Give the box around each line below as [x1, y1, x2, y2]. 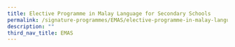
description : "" [7, 23, 55, 30]
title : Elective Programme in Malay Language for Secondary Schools [7, 10, 211, 17]
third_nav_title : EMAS [7, 29, 73, 37]
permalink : [7, 17, 39, 23]
